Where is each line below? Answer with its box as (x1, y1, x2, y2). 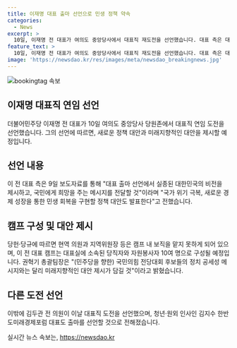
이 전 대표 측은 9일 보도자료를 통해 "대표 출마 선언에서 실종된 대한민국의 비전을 (7, 179, 223, 188)
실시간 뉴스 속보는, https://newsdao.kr (7, 333, 115, 341)
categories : (7, 17, 42, 24)
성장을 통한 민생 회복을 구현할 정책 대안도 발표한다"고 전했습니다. (14, 197, 193, 205)
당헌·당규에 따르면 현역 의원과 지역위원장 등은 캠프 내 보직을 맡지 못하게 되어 (7, 240, 217, 248)
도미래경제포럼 (7, 318, 48, 326)
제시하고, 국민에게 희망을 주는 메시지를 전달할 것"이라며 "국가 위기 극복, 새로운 (7, 188, 222, 197)
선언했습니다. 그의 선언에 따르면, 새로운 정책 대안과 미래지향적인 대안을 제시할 (7, 128, 220, 136)
